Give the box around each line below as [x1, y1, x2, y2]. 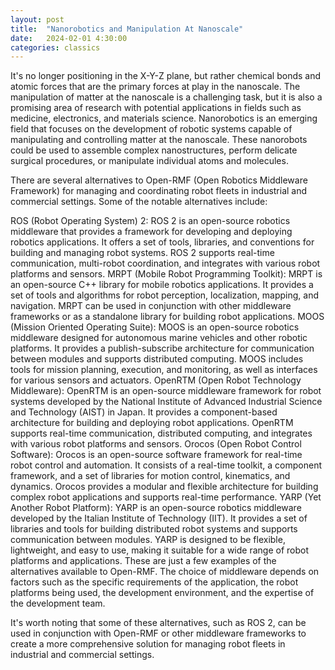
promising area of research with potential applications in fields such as [10, 102, 302, 114]
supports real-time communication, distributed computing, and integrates [10, 427, 313, 440]
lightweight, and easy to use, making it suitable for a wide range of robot [10, 544, 309, 556]
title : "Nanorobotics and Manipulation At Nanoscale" [10, 24, 244, 34]
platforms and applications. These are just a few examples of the [10, 555, 277, 567]
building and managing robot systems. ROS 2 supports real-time [10, 247, 275, 259]
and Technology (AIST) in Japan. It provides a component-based [10, 406, 278, 418]
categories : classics [10, 42, 101, 53]
